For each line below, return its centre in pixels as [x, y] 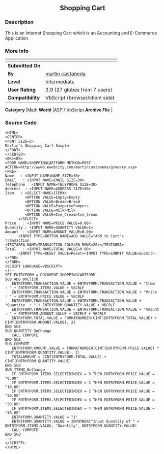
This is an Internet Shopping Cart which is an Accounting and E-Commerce [81, 33]
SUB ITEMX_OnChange [25, 370]
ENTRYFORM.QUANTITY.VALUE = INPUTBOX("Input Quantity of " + [75, 422]
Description [19, 22]
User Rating [22, 90]
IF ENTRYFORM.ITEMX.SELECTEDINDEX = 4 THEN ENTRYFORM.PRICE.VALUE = [83, 409]
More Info [17, 51]
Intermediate [60, 82]
